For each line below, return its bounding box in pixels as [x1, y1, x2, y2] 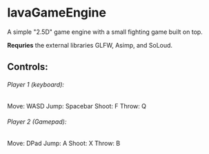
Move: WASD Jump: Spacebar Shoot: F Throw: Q [7, 102, 147, 110]
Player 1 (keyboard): [7, 80, 64, 88]
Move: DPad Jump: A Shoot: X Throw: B [7, 139, 121, 147]
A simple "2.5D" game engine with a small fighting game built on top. [7, 28, 203, 36]
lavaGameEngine [7, 5, 107, 21]
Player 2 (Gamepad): [7, 117, 67, 126]
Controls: [7, 61, 48, 73]
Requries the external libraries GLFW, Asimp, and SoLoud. [7, 41, 173, 49]
